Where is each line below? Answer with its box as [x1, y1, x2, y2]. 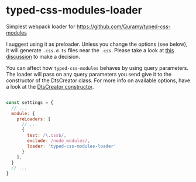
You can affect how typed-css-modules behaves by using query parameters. [6, 64, 189, 71]
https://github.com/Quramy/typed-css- [76, 23, 171, 30]
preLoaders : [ [16, 116, 51, 122]
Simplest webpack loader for [6, 23, 75, 30]
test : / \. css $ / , [27, 133, 67, 139]
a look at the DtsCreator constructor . [6, 83, 94, 90]
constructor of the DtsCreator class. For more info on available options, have [6, 77, 191, 84]
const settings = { [6, 99, 54, 106]
